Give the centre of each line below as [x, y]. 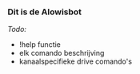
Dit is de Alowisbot [44, 12]
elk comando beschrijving [62, 53]
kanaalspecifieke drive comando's [76, 61]
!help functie [40, 45]
